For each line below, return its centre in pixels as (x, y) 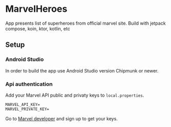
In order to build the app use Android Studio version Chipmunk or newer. (82, 70)
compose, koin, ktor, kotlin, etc (38, 28)
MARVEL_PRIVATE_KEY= (27, 109)
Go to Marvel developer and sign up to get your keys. (62, 118)
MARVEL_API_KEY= (23, 104)
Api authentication (29, 84)
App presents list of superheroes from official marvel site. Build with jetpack (85, 23)
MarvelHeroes (36, 9)
